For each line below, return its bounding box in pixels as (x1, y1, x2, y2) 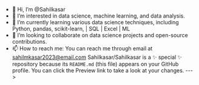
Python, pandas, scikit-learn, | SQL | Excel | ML (12, 25, 130, 32)
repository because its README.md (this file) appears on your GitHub (12, 61, 179, 67)
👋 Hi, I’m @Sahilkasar (12, 6, 66, 13)
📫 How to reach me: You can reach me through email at (12, 45, 153, 52)
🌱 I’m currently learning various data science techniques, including (12, 19, 179, 25)
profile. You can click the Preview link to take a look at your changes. (12, 67, 184, 74)
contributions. (12, 38, 47, 45)
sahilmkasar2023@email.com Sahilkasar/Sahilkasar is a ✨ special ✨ (12, 53, 182, 61)
